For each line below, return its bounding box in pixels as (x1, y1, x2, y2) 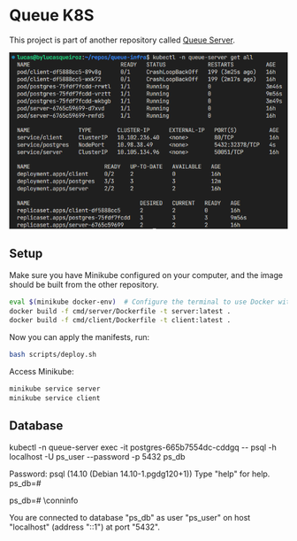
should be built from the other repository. (9, 279, 159, 290)
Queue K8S (9, 5, 95, 26)
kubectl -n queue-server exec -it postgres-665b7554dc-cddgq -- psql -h (9, 442, 277, 452)
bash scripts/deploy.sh (9, 351, 97, 359)
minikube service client (9, 394, 101, 403)
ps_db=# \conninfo (9, 495, 79, 506)
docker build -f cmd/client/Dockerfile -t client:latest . (9, 316, 232, 325)
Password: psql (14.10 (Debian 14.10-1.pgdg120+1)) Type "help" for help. (9, 468, 270, 479)
